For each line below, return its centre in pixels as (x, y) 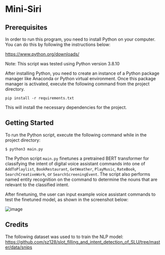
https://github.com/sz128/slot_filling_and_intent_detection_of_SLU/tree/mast (82, 242)
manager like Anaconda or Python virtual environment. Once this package (81, 78)
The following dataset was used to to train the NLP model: (64, 237)
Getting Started (29, 123)
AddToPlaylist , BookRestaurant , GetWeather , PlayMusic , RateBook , (71, 169)
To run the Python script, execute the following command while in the (76, 135)
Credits (17, 225)
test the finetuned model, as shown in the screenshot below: (67, 200)
